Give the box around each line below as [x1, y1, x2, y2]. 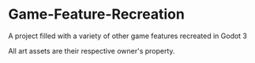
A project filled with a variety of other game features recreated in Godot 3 [8, 31, 247, 40]
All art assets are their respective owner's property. [8, 46, 175, 55]
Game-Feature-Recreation [8, 5, 186, 23]
